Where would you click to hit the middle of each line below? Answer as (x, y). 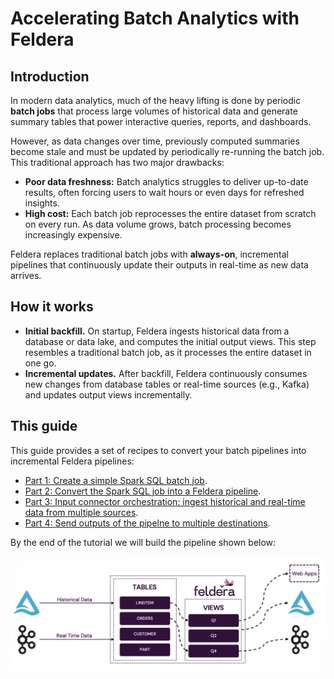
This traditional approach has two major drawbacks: (117, 162)
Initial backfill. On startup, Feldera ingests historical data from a (157, 331)
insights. (42, 203)
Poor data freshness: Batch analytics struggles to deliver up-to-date (166, 181)
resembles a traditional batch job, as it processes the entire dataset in (168, 352)
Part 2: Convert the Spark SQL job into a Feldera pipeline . (143, 491)
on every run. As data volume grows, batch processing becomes (158, 224)
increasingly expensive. (73, 235)
